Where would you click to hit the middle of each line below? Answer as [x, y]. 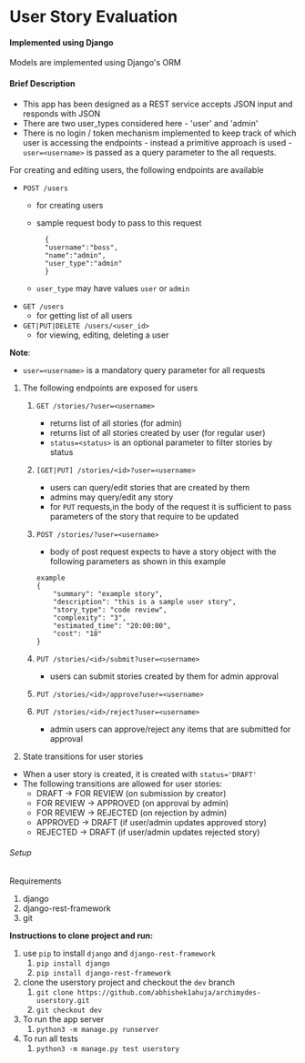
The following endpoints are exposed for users [110, 388]
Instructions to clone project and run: [81, 936]
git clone [55, 992]
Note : [20, 352]
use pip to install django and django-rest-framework [119, 953]
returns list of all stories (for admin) [116, 423]
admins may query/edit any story [112, 497]
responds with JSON [61, 113]
